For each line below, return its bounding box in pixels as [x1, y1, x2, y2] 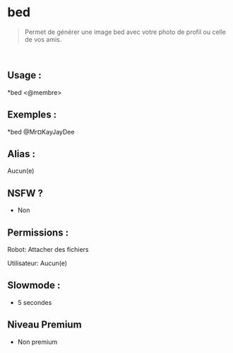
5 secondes [17, 298, 52, 306]
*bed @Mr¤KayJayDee [7, 127, 75, 136]
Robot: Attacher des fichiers [7, 245, 89, 253]
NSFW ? [7, 187, 44, 199]
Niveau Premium [7, 319, 83, 331]
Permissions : [7, 226, 69, 238]
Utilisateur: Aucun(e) [7, 259, 68, 267]
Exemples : [7, 109, 57, 121]
